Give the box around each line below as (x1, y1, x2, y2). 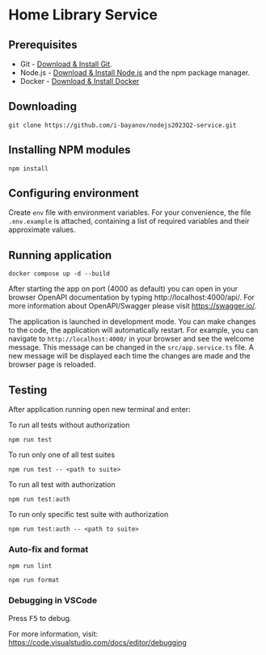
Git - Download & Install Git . (19, 59, 112, 69)
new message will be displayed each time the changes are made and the (8, 351, 251, 361)
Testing (8, 383, 48, 397)
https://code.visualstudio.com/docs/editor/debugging (8, 637, 188, 647)
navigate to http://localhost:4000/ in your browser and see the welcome (8, 334, 255, 344)
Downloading (8, 99, 77, 114)
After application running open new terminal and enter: (8, 405, 191, 414)
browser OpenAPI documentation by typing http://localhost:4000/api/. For (8, 292, 255, 302)
